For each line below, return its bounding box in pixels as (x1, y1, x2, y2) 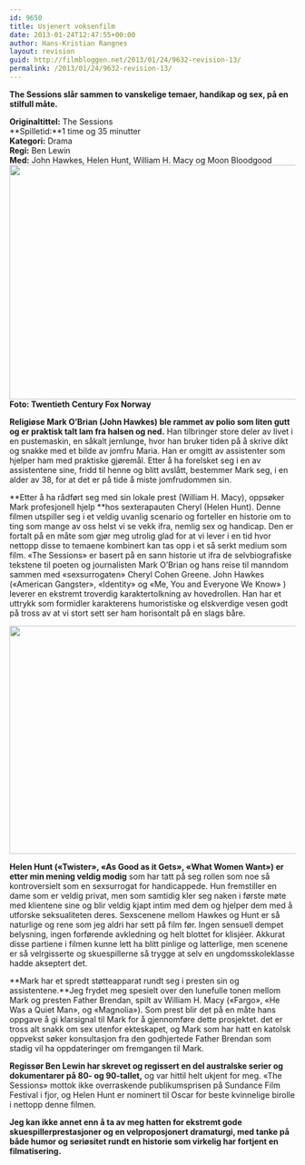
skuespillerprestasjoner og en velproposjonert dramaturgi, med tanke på (9, 1126, 290, 1137)
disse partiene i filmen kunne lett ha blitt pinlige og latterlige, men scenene (9, 938, 289, 949)
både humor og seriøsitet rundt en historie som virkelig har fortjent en (9, 1136, 279, 1147)
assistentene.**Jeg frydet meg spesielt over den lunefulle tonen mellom (9, 984, 281, 995)
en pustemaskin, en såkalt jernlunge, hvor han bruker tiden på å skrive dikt (9, 435, 289, 446)
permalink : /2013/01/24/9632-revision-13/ (9, 64, 172, 74)
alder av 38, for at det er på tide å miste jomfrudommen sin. (9, 474, 232, 485)
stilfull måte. (9, 98, 58, 109)
